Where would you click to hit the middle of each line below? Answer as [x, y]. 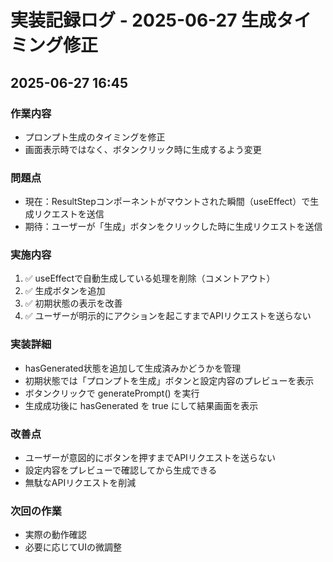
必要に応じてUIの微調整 [73, 547]
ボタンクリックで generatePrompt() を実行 [112, 393]
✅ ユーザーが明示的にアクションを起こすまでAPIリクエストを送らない [168, 316]
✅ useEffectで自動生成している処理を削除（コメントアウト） [150, 278]
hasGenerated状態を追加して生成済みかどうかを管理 [133, 368]
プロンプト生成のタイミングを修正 [95, 137]
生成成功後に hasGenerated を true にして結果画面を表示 [141, 405]
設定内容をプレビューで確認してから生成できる [121, 470]
